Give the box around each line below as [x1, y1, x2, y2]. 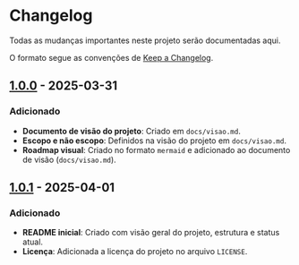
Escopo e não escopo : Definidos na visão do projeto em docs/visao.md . [21, 135, 286, 146]
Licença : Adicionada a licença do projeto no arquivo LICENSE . [21, 246, 248, 257]
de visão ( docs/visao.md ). [21, 154, 116, 165]
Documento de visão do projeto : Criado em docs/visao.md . [21, 125, 242, 136]
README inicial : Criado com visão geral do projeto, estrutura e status [21, 227, 280, 238]
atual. [21, 236, 43, 247]
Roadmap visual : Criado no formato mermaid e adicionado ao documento [21, 144, 291, 155]
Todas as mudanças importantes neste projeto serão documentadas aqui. [9, 35, 281, 46]
